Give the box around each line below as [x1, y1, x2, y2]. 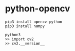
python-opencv [5, 3, 70, 14]
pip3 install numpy [5, 23, 45, 29]
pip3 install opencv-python [5, 19, 63, 24]
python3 [5, 32, 21, 37]
